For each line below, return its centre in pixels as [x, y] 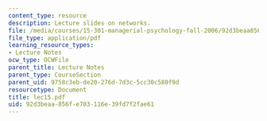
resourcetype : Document [48, 90]
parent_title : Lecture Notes [56, 68]
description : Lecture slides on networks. [79, 23]
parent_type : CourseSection [55, 75]
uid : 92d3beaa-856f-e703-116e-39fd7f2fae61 [81, 104]
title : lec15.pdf [37, 97]
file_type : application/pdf [55, 38]
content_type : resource [48, 16]
